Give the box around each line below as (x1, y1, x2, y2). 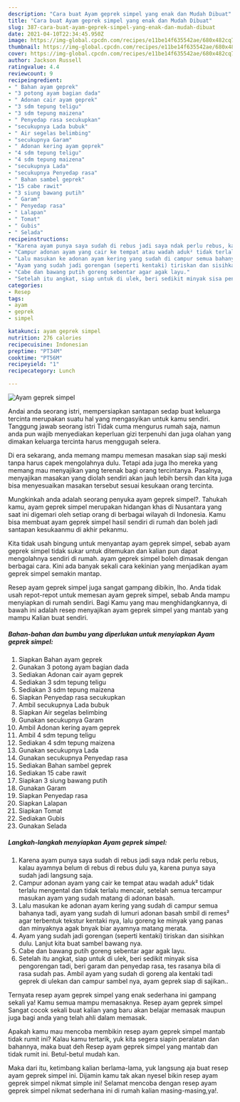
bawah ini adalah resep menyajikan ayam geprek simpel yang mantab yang (8, 606, 229, 614)
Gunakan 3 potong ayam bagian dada (18, 663, 129, 671)
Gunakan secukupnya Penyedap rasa (18, 753, 128, 762)
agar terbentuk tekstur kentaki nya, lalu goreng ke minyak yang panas (18, 916, 224, 925)
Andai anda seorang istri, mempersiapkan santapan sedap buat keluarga (8, 407, 221, 415)
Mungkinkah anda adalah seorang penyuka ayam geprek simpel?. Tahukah (8, 495, 227, 503)
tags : (8, 295, 24, 303)
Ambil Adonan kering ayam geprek (18, 723, 120, 732)
